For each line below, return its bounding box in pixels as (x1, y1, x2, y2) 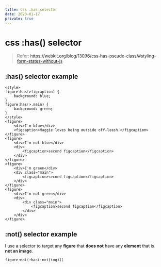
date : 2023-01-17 (5, 12, 40, 17)
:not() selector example (5, 230, 78, 238)
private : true (5, 16, 34, 21)
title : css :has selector (5, 7, 57, 12)
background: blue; (14, 94, 51, 99)
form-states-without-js (16, 58, 63, 64)
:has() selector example (5, 72, 79, 81)
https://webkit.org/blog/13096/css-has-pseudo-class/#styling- (30, 53, 156, 59)
